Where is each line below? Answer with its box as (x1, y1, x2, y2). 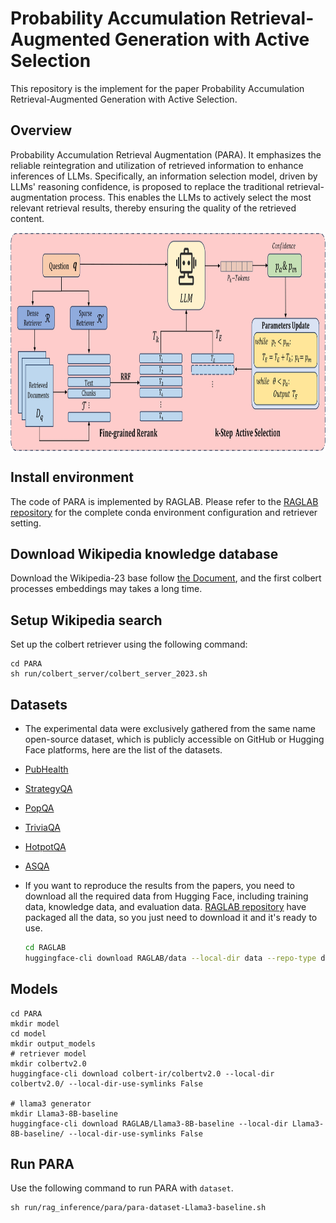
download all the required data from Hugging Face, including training (24, 890, 309, 902)
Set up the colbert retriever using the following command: (10, 638, 248, 651)
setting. (10, 517, 42, 529)
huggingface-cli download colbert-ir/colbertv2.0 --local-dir (10, 1068, 275, 1079)
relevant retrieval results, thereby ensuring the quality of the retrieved (10, 202, 297, 214)
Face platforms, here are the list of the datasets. (24, 744, 223, 756)
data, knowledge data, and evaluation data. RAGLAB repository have (24, 901, 307, 912)
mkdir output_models (10, 1038, 97, 1049)
